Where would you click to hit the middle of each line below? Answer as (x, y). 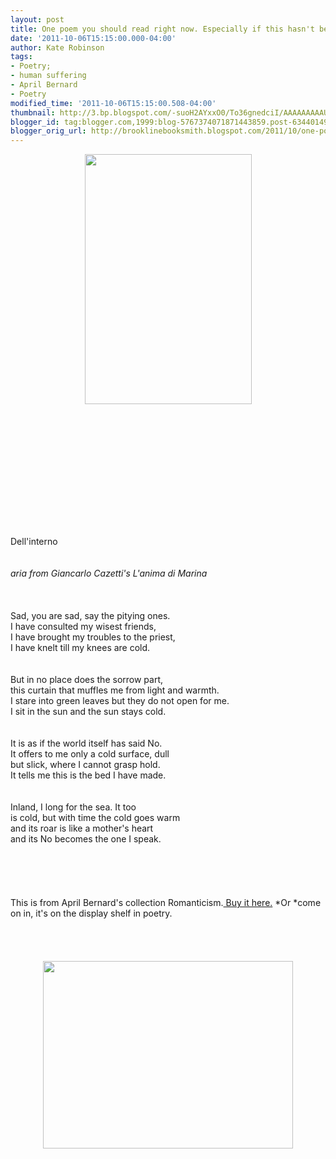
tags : (21, 57)
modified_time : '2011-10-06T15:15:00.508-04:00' (113, 103)
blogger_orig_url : (48, 131)
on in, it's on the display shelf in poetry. (91, 913)
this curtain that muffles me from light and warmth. (115, 690)
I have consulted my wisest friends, (83, 627)
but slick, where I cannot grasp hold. (85, 765)
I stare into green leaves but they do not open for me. (120, 701)
